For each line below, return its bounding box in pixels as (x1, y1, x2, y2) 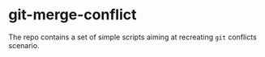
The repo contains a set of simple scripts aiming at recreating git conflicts (8, 32, 257, 42)
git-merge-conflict (8, 6, 137, 24)
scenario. (8, 40, 40, 50)
